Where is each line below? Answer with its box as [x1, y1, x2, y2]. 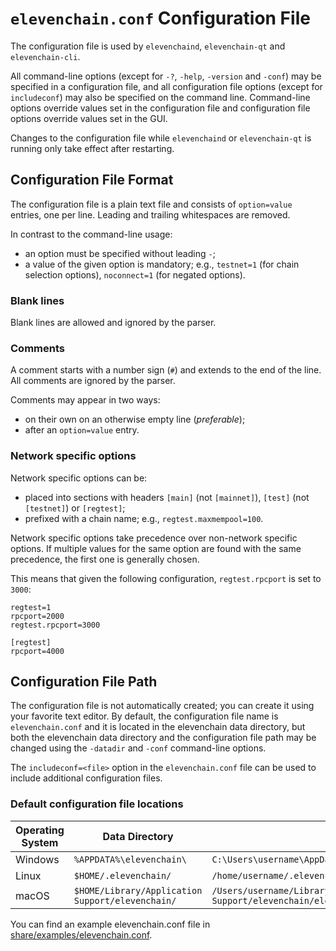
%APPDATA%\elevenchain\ [73, 853, 187, 865]
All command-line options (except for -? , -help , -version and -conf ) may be [10, 70, 322, 82]
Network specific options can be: [10, 472, 148, 484]
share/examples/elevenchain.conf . [10, 928, 153, 941]
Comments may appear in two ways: [10, 394, 161, 406]
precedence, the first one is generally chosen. [10, 553, 200, 565]
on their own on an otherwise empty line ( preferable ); [24, 413, 246, 426]
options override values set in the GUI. [10, 112, 168, 124]
